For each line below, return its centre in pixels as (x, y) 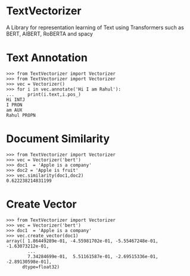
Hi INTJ (16, 99)
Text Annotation (47, 58)
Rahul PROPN (21, 115)
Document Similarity (58, 139)
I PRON (14, 105)
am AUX (14, 110)
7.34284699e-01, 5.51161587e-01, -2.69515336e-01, (93, 256)
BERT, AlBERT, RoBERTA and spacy (50, 33)
